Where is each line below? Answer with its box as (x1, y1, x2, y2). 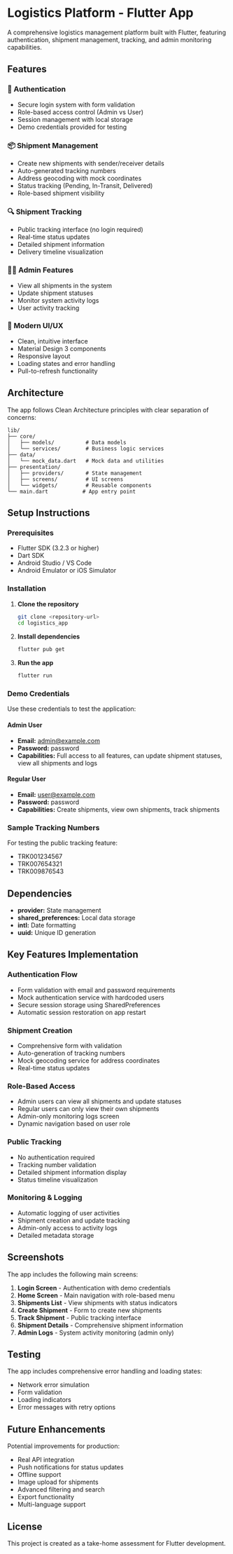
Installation (7, 584, 47, 594)
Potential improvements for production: (7, 1442, 120, 1450)
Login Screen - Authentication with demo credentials (17, 1283, 171, 1292)
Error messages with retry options (17, 1403, 116, 1412)
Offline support (17, 1471, 62, 1479)
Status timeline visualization (17, 1175, 98, 1184)
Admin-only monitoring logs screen (17, 1112, 120, 1121)
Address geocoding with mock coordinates (17, 174, 142, 182)
